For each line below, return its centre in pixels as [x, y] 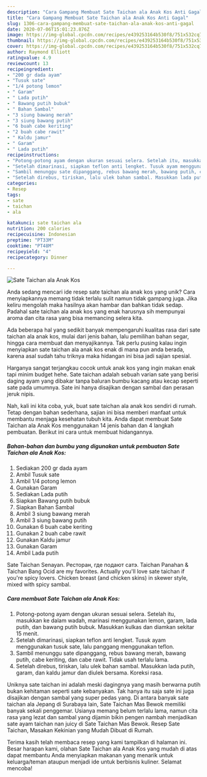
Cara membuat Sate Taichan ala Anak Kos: [64, 598]
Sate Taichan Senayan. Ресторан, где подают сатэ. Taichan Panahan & [98, 565]
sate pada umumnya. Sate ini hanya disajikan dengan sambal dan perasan [100, 388]
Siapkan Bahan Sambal [45, 507]
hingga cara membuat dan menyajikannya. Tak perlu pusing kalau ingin [97, 343]
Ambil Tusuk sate [38, 475]
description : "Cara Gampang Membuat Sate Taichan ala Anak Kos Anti [96, 12]
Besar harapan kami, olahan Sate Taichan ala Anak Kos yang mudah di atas [102, 749]
